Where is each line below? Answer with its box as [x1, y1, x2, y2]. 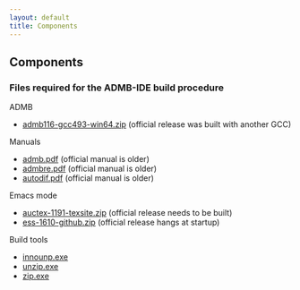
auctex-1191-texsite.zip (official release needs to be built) [21, 208, 233, 218]
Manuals [9, 136, 41, 148]
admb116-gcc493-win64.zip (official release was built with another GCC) [21, 119, 292, 130]
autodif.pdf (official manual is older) [21, 173, 155, 183]
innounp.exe [21, 252, 69, 262]
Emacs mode [9, 190, 58, 201]
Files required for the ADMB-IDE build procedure [9, 81, 224, 94]
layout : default [9, 13, 70, 22]
